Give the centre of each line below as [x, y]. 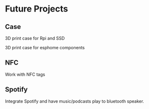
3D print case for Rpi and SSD [35, 38]
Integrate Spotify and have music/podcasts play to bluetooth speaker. [74, 101]
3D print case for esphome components [45, 48]
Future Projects [37, 9]
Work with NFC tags [25, 74]
